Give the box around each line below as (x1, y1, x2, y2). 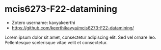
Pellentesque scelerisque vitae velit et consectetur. (4, 39, 108, 45)
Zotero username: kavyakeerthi (11, 20, 76, 25)
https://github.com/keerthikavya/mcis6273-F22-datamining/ (11, 25, 134, 30)
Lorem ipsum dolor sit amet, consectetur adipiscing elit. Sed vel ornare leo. (4, 34, 157, 40)
